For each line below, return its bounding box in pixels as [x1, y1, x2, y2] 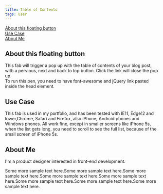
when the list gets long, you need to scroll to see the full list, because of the [5, 126, 157, 132]
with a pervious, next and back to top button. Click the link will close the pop [5, 68, 158, 74]
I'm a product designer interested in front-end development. [5, 158, 126, 164]
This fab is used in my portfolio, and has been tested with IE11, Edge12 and [5, 110, 154, 116]
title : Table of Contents [5, 7, 57, 12]
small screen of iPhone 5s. [5, 131, 58, 137]
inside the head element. [5, 84, 55, 89]
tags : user [5, 12, 27, 17]
